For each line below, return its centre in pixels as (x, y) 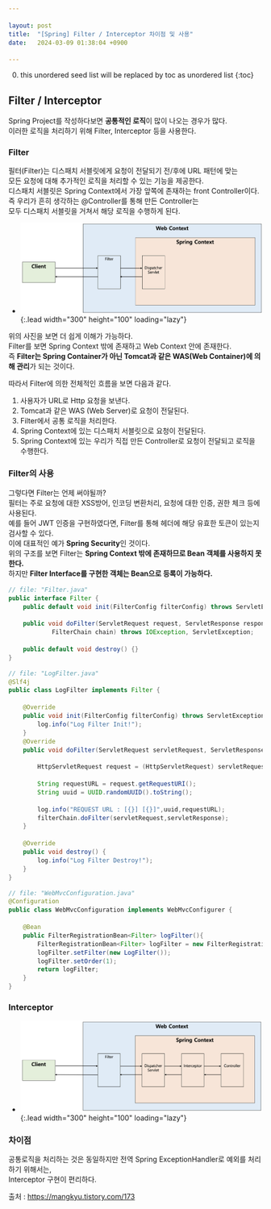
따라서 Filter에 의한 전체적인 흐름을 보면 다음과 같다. (90, 383)
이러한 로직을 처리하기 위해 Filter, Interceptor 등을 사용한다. (102, 131)
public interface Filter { (54, 598)
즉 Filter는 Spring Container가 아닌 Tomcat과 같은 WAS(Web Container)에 (131, 356)
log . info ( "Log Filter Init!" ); (90, 724)
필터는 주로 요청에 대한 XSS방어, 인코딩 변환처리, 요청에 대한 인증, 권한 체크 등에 (134, 502)
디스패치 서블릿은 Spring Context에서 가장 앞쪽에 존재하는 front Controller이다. (134, 191)
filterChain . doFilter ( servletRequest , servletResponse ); (133, 818)
